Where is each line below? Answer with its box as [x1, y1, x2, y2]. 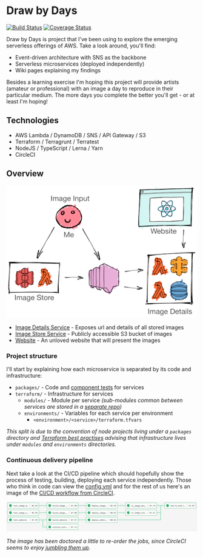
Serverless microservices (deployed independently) [15, 60, 145, 67]
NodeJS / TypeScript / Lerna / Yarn [15, 144, 103, 152]
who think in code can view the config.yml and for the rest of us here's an [6, 482, 191, 490]
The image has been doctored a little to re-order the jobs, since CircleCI [6, 538, 187, 545]
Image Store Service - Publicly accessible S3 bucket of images [15, 330, 173, 338]
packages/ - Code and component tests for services [15, 384, 144, 391]
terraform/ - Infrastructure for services [15, 390, 113, 398]
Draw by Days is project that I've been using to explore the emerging [6, 35, 178, 43]
